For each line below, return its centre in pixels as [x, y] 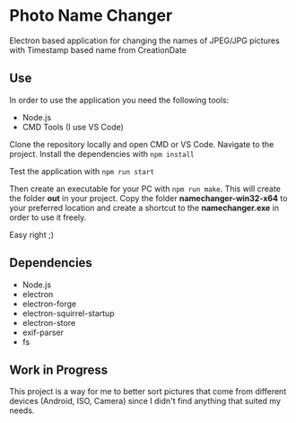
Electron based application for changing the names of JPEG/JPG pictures [144, 40]
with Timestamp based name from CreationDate [98, 49]
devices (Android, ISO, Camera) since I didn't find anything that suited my [145, 401]
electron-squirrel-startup [68, 313]
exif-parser [43, 332]
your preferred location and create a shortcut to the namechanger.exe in [144, 207]
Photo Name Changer [91, 16]
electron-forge [49, 304]
